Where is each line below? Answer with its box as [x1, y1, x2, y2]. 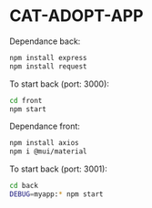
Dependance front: [9, 120, 80, 132]
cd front [9, 96, 43, 105]
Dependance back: [9, 36, 81, 47]
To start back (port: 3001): [9, 163, 107, 174]
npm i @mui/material [9, 147, 88, 156]
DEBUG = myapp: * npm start [9, 190, 104, 199]
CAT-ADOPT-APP [9, 5, 144, 26]
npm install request [9, 61, 88, 71]
